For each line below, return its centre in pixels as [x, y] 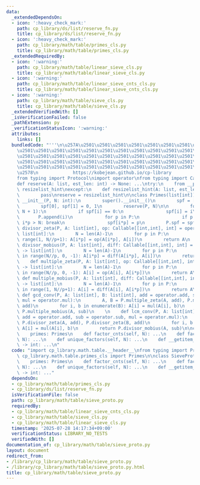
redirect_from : [25, 456]
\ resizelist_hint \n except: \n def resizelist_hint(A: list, [97, 189]
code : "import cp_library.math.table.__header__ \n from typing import [99, 351]
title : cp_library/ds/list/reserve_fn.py [69, 34]
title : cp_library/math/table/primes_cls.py [73, 51]
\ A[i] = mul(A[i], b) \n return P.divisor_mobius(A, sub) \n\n [105, 328]
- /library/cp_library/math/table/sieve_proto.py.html [76, 467]
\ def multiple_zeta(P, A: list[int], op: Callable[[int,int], [101, 262]
